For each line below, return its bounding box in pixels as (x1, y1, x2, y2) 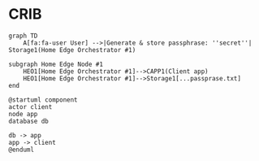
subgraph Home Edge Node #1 (8, 60, 104, 68)
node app (8, 110, 38, 118)
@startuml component (8, 95, 79, 104)
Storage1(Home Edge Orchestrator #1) (8, 46, 136, 54)
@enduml (8, 146, 35, 154)
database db (8, 117, 49, 125)
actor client (8, 102, 53, 111)
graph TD (8, 32, 38, 40)
